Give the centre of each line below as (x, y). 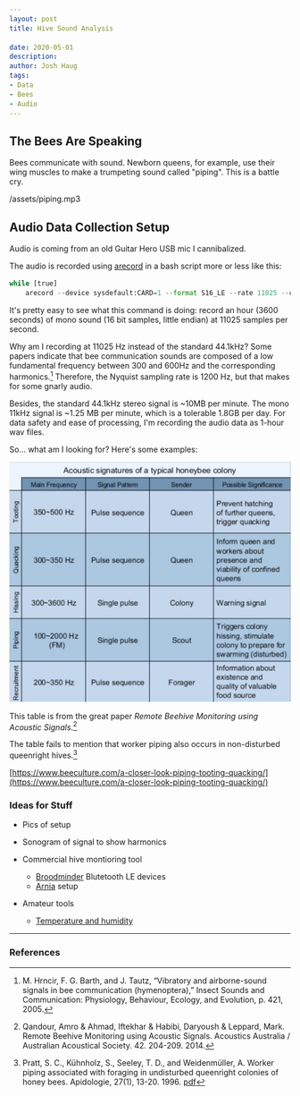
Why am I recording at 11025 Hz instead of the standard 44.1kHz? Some (141, 346)
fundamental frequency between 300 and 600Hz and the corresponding (142, 365)
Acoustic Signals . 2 (43, 726)
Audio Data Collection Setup (90, 227)
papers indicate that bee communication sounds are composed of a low (142, 356)
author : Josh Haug (43, 66)
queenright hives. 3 (43, 754)
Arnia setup (57, 887)
